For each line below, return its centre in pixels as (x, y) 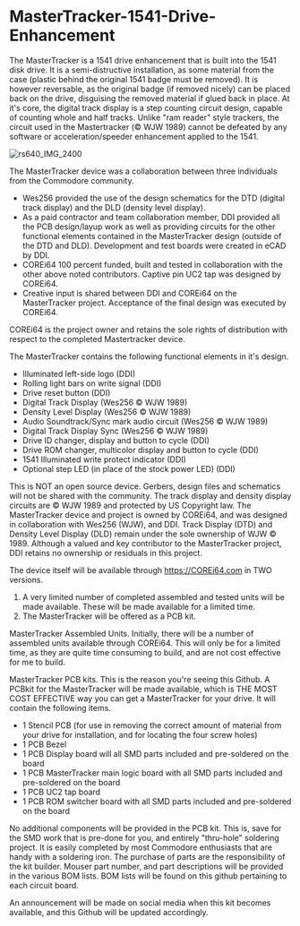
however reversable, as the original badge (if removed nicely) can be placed (150, 89)
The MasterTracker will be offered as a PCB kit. (109, 616)
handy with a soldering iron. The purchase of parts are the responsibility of (147, 856)
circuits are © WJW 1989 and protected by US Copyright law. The (130, 505)
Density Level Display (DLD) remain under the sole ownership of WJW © (143, 534)
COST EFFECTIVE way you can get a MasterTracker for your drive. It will (142, 698)
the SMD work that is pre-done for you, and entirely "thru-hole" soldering (144, 837)
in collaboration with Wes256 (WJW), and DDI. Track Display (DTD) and (141, 524)
